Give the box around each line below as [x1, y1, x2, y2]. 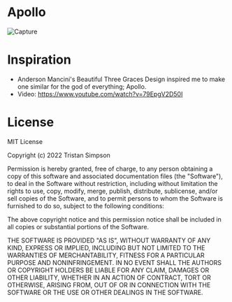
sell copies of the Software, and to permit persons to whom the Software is [7, 194, 224, 203]
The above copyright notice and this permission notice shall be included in [7, 215, 222, 224]
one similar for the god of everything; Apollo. [17, 82, 147, 91]
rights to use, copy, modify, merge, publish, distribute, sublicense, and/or [7, 187, 218, 195]
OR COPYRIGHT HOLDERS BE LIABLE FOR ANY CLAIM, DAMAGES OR [7, 266, 210, 274]
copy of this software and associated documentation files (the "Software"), [7, 172, 224, 180]
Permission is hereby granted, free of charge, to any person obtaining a [7, 164, 213, 173]
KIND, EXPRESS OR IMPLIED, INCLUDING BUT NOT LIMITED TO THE [7, 243, 205, 252]
